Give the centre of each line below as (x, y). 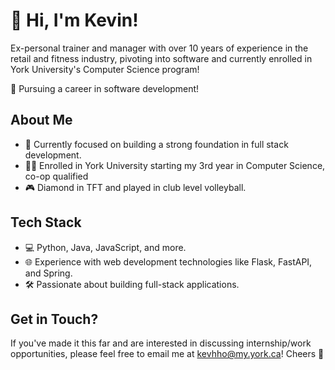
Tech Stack (46, 222)
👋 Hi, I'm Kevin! (74, 20)
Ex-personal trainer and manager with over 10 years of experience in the (159, 48)
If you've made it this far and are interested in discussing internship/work (161, 343)
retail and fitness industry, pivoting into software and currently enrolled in (161, 58)
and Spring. (48, 273)
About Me (41, 120)
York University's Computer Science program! (105, 69)
